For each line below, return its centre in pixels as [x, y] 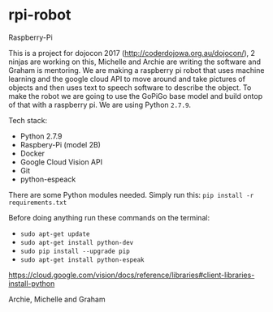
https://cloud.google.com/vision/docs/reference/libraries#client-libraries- [132, 275]
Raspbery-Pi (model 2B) [61, 144]
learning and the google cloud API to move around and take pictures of [127, 79]
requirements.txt [38, 203]
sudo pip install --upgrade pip [75, 251]
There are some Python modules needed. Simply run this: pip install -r [131, 194]
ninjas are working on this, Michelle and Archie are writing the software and [135, 62]
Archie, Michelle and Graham [57, 299]
